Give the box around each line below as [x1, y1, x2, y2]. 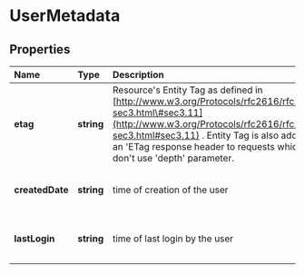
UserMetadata [9, 5, 121, 26]
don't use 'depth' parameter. [112, 152, 234, 164]
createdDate [14, 183, 69, 196]
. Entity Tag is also [201, 129, 280, 142]
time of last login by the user [112, 232, 234, 245]
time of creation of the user [112, 183, 229, 196]
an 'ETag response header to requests [112, 141, 275, 152]
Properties [9, 42, 71, 57]
